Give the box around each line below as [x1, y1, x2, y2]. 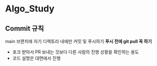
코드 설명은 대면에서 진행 [12, 55, 61, 61]
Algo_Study [5, 3, 55, 14]
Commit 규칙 [5, 24, 44, 32]
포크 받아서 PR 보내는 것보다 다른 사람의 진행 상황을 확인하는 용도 [12, 49, 139, 55]
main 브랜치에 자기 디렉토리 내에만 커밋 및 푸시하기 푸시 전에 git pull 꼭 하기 [5, 38, 152, 44]
